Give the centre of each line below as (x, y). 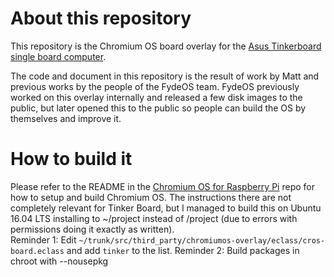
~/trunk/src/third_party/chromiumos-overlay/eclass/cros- (202, 240)
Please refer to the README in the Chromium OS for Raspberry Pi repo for (162, 186)
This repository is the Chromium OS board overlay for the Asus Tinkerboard (166, 46)
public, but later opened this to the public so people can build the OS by (158, 108)
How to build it (71, 159)
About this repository (101, 18)
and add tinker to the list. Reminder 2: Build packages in (183, 250)
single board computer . (58, 56)
